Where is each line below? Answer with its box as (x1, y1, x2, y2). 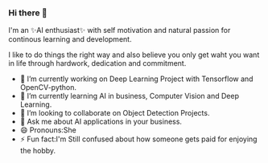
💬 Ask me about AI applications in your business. (19, 116, 183, 127)
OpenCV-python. (19, 83, 77, 92)
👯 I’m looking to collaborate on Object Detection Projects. (19, 108, 210, 118)
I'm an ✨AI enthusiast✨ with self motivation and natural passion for (8, 26, 231, 35)
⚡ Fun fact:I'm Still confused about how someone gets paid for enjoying (19, 134, 258, 144)
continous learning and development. (8, 35, 132, 44)
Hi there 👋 (8, 7, 48, 18)
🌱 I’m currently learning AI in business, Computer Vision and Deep (19, 92, 240, 101)
